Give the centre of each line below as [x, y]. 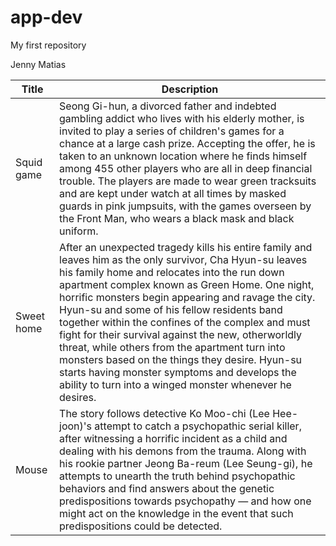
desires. [78, 397]
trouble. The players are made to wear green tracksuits [188, 181]
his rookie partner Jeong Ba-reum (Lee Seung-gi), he [186, 463]
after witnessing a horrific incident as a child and [173, 438]
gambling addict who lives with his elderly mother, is [182, 118]
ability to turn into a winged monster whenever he [175, 384]
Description [190, 89]
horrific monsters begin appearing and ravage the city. [187, 297]
